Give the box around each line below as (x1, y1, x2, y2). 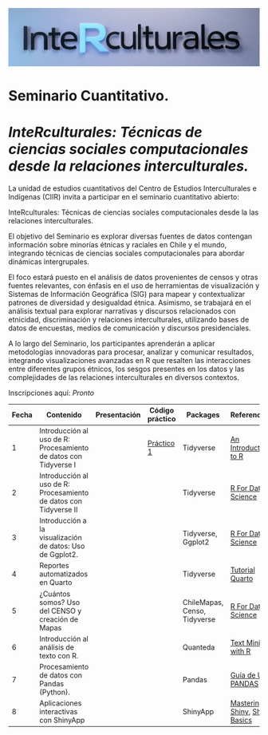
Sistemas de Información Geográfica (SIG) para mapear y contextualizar (8, 289, 246, 298)
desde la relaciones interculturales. (8, 157, 249, 176)
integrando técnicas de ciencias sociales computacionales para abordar (8, 248, 245, 258)
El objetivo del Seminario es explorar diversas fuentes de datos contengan (8, 231, 253, 241)
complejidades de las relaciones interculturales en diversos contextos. (8, 372, 239, 382)
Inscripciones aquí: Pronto (8, 388, 94, 397)
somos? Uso (39, 597, 81, 607)
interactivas (39, 707, 78, 717)
